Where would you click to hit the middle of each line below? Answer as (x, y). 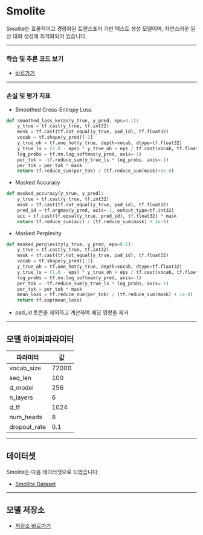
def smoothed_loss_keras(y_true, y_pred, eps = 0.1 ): (72, 121)
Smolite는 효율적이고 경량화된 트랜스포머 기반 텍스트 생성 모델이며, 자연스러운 (98, 28)
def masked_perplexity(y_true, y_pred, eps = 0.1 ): (70, 244)
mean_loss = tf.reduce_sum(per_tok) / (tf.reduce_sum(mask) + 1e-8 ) (105, 295)
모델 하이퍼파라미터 (40, 339)
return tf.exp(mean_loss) (50, 300)
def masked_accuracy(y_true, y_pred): (55, 194)
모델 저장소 (26, 510)
